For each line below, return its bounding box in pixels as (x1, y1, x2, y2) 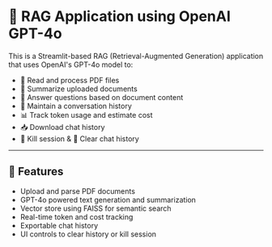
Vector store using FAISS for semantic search (19, 203, 172, 213)
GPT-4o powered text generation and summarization (19, 195, 197, 204)
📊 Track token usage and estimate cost (19, 110, 153, 119)
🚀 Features (8, 165, 64, 178)
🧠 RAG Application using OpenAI (8, 7, 231, 26)
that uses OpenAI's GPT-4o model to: (8, 60, 134, 69)
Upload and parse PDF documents (19, 186, 136, 196)
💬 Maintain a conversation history (19, 101, 132, 111)
